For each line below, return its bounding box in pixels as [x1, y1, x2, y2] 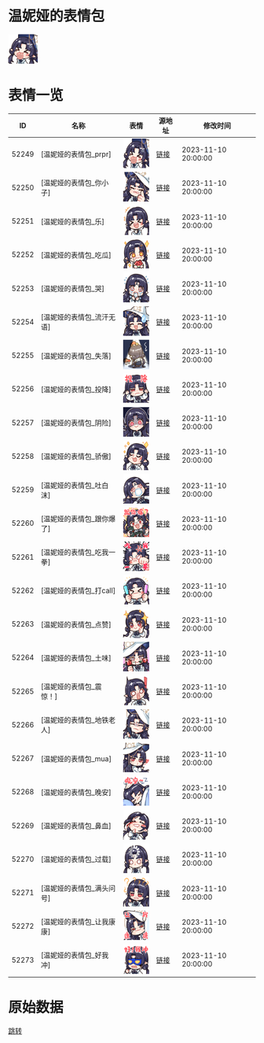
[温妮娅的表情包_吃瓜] [40, 250, 112, 260]
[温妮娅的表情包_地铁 [40, 716, 109, 725]
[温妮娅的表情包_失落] [40, 351, 112, 361]
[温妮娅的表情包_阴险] [40, 418, 112, 427]
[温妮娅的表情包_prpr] [40, 150, 112, 159]
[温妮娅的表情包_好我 [40, 950, 109, 960]
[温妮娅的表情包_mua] [40, 753, 112, 764]
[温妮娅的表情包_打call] [40, 586, 116, 595]
